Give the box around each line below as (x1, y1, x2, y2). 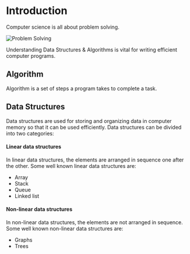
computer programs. (6, 52, 56, 59)
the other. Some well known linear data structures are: (6, 162, 136, 169)
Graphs (14, 236, 33, 243)
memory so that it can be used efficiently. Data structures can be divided (6, 123, 182, 131)
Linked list (14, 192, 40, 200)
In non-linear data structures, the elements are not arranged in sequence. (6, 218, 183, 226)
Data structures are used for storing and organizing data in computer (6, 117, 172, 124)
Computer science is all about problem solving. (6, 23, 120, 30)
